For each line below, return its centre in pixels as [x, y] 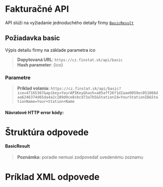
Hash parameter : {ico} [40, 64]
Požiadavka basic [33, 38]
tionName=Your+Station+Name [46, 102]
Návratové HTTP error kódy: [34, 112]
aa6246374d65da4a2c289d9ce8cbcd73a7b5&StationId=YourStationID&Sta [87, 97]
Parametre [18, 77]
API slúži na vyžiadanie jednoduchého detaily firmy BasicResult [69, 23]
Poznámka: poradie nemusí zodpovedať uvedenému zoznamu [80, 157]
